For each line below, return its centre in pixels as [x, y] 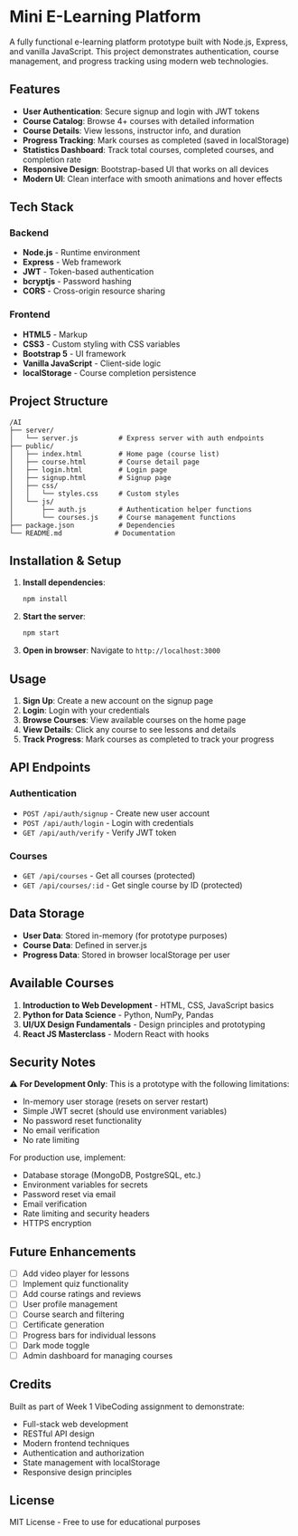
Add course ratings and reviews [82, 1294]
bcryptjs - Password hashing [77, 282]
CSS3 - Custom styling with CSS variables [101, 344]
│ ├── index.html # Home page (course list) [115, 454]
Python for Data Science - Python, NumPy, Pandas [118, 1014]
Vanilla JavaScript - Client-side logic [92, 363]
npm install [45, 600]
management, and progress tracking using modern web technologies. [139, 61]
